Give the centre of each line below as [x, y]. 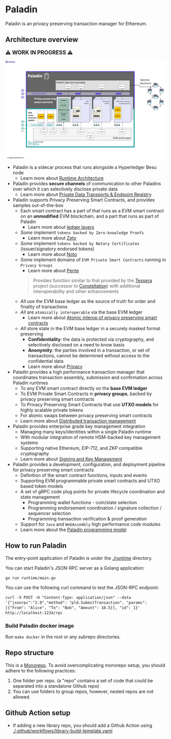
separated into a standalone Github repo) [56, 686]
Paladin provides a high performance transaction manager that [79, 372]
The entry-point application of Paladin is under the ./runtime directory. [79, 558]
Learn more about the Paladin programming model [73, 529]
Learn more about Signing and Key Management [71, 459]
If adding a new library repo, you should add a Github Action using [82, 725]
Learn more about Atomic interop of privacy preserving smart [92, 317]
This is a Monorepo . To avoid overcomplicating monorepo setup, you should [85, 665]
